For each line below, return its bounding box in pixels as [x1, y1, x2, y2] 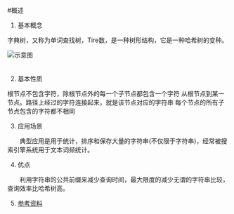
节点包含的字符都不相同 [7, 107, 75, 115]
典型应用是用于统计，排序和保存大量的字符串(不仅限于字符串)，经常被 [19, 137, 221, 145]
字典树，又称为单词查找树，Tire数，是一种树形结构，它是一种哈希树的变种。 [7, 36, 228, 44]
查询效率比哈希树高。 [7, 185, 69, 192]
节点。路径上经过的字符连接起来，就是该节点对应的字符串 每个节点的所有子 [7, 98, 225, 107]
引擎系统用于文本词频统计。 [13, 146, 93, 154]
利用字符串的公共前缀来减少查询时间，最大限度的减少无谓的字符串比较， [19, 175, 229, 184]
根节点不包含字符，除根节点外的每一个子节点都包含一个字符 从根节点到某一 [7, 90, 225, 98]
